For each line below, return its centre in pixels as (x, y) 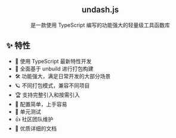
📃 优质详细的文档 (35, 128)
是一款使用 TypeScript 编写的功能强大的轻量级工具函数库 (100, 25)
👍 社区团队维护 (34, 119)
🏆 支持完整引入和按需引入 (47, 94)
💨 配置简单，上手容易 (41, 104)
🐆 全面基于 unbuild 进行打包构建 (54, 69)
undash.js (100, 10)
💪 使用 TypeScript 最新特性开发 (53, 61)
